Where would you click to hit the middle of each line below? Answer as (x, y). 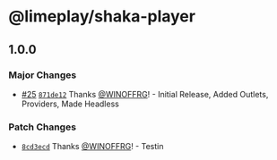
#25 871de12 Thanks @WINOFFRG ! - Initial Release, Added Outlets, (145, 94)
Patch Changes (43, 127)
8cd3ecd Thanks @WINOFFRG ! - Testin (92, 147)
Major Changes (43, 75)
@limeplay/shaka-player (102, 17)
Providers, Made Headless (70, 104)
